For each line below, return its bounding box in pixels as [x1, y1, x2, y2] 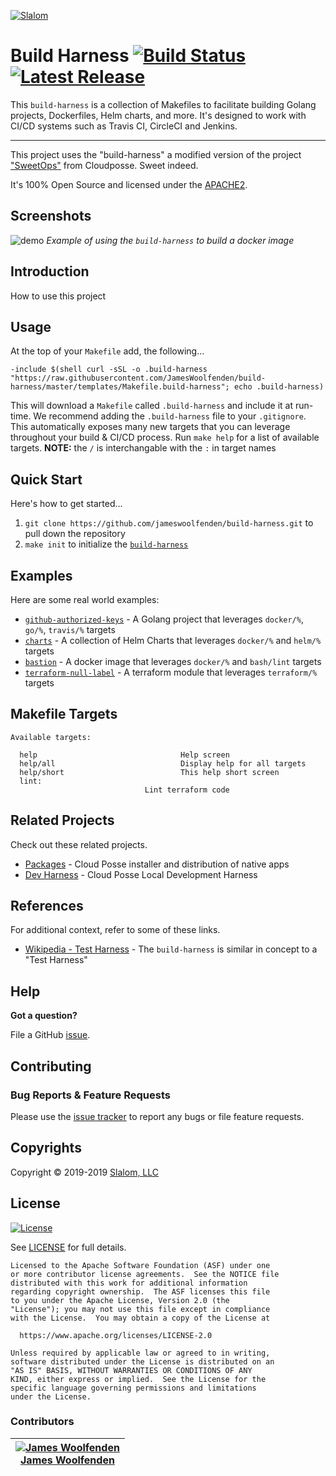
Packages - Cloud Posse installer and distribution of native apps [24, 858, 290, 870]
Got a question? [10, 1010, 78, 1022]
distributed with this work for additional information [10, 1278, 248, 1288]
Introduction [10, 263, 90, 280]
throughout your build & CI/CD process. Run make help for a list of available [10, 431, 320, 444]
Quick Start [10, 471, 83, 488]
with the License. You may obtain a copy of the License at [10, 1313, 271, 1323]
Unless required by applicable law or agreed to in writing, [10, 1348, 271, 1358]
